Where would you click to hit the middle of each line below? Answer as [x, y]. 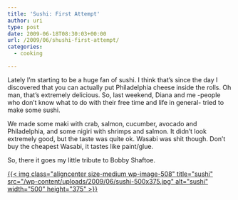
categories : [25, 47]
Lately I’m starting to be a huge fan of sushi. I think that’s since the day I [113, 79]
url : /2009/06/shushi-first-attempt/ [63, 40]
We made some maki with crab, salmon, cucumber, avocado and [102, 123]
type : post [24, 27]
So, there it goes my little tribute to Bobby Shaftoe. [81, 160]
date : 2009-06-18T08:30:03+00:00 [57, 34]
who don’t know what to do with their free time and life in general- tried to [116, 102]
